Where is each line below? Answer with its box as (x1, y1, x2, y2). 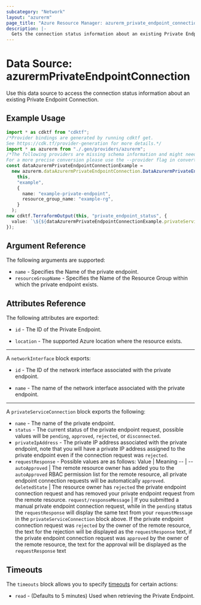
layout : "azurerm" (6, 14, 52, 20)
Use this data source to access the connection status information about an (6, 89, 190, 97)
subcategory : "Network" (6, 8, 66, 15)
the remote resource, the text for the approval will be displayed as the (14, 541, 187, 548)
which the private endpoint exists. (14, 281, 99, 288)
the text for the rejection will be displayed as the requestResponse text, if (14, 528, 193, 535)
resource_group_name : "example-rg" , (22, 196, 114, 202)
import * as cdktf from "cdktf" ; (6, 129, 90, 135)
